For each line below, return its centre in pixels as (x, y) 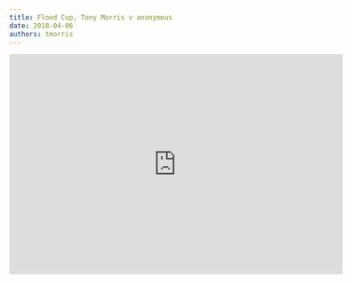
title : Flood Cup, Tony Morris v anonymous (91, 17)
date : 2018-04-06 (41, 26)
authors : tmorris (41, 34)
